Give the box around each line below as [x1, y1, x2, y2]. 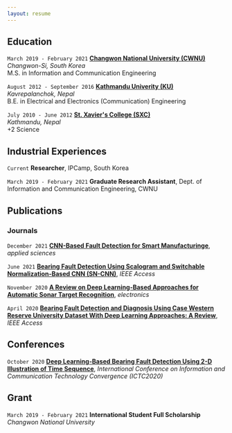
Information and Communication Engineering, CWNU [7, 185, 158, 193]
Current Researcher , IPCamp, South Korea [7, 164, 130, 172]
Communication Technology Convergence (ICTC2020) [7, 372, 163, 380]
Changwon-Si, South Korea [7, 62, 86, 70]
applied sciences [7, 248, 56, 257]
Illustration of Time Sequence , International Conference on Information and [7, 364, 226, 373]
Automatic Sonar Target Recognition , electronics [7, 290, 150, 298]
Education [7, 36, 53, 48]
